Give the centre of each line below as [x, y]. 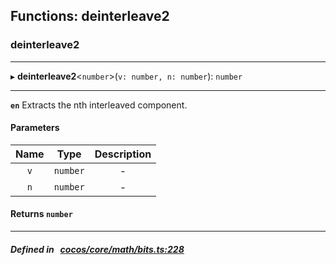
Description [123, 154]
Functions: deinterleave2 [90, 16]
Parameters [35, 128]
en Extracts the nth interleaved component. [99, 105]
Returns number [41, 214]
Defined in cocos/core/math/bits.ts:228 [97, 249]
